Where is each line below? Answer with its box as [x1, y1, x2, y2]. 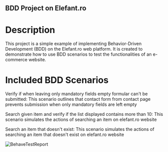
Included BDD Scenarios [5, 74, 109, 86]
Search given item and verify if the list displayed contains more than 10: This [5, 111, 163, 117]
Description [5, 24, 55, 36]
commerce [5, 57, 28, 63]
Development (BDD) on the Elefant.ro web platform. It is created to [5, 46, 143, 52]
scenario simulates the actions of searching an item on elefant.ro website [5, 116, 157, 122]
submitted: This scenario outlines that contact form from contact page [5, 96, 151, 102]
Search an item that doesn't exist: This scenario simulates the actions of [5, 126, 154, 132]
